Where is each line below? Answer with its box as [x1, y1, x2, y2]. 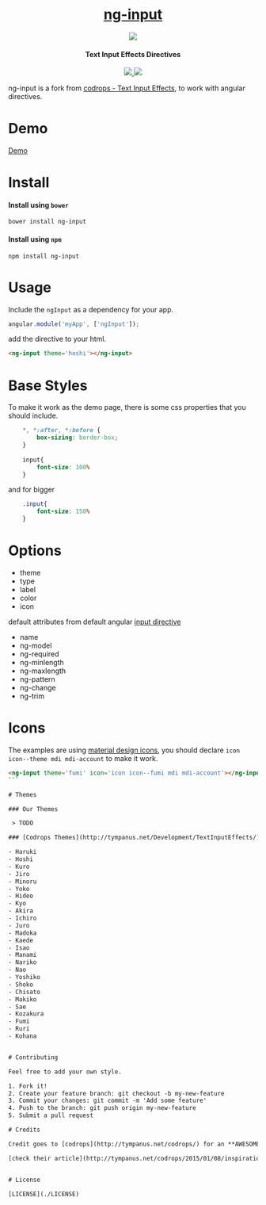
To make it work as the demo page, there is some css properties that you [8, 403, 247, 412]
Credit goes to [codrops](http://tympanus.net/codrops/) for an [8, 1140, 225, 1148]
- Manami [8, 951, 37, 959]
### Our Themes [8, 805, 59, 813]
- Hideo [8, 892, 34, 901]
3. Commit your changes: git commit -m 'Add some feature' [8, 1096, 207, 1105]
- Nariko [8, 958, 37, 966]
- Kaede [8, 936, 34, 944]
